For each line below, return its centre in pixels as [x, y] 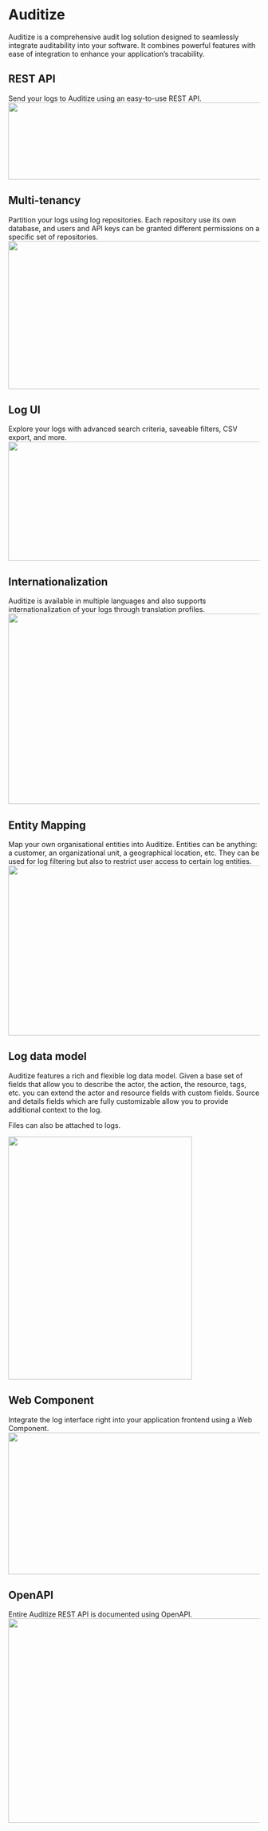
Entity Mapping [47, 825]
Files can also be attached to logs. [65, 1125]
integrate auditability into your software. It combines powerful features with [132, 45]
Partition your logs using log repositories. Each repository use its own [122, 220]
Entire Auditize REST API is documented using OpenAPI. [100, 1614]
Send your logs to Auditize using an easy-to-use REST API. [105, 98]
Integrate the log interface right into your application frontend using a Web [130, 1419]
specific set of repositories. [53, 237]
